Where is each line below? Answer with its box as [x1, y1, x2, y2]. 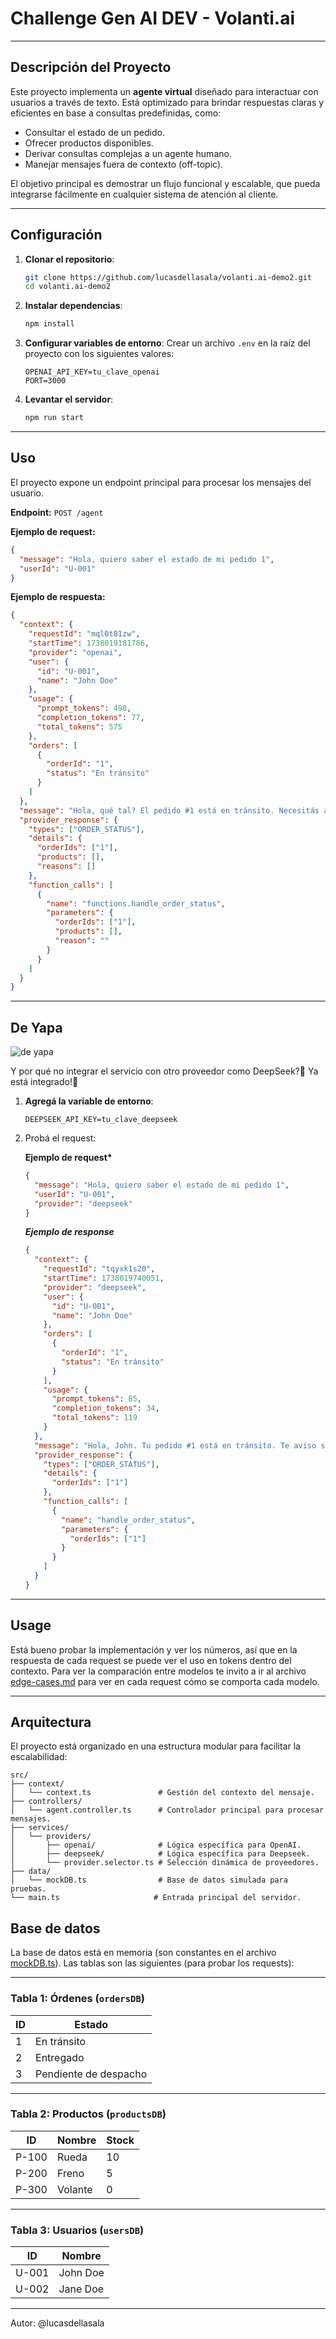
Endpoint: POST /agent [10, 506, 104, 518]
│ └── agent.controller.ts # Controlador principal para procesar [10, 1805, 325, 1816]
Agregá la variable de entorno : [24, 1095, 154, 1107]
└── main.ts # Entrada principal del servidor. [10, 1893, 302, 1903]
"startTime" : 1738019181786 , [28, 638, 150, 648]
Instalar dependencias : [24, 300, 123, 312]
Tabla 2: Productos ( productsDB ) [10, 2107, 167, 2121]
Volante [57, 2182, 93, 2196]
